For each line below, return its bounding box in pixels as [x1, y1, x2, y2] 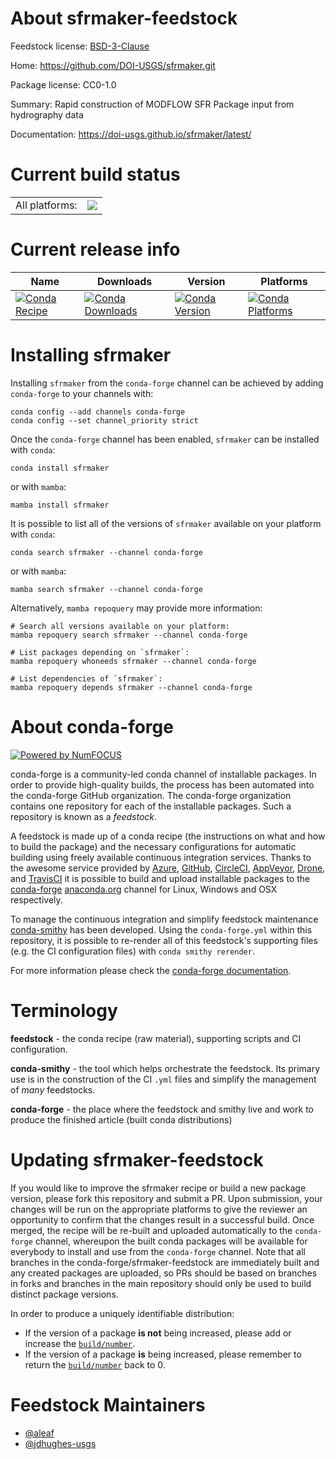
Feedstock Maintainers [10, 1393, 206, 1416]
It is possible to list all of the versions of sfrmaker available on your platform [10, 517, 322, 529]
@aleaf [24, 1427, 55, 1439]
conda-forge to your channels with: [10, 387, 154, 399]
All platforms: [15, 198, 78, 212]
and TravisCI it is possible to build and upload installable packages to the [10, 872, 311, 884]
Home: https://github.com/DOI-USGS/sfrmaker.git [10, 59, 216, 71]
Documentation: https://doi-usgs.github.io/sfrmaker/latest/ [10, 128, 252, 140]
